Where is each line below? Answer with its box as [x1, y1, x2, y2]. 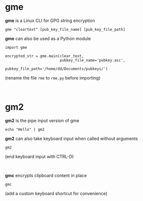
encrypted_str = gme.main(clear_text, [5, 53, 84, 59]
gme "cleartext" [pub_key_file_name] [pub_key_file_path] [5, 27, 125, 32]
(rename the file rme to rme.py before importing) [5, 75, 101, 80]
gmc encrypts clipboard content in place [5, 172, 87, 178]
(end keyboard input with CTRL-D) [5, 153, 74, 160]
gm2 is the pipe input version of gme [5, 118, 80, 123]
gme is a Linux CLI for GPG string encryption [5, 18, 95, 23]
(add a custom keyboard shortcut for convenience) [5, 190, 107, 196]
